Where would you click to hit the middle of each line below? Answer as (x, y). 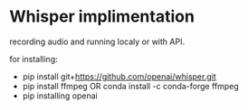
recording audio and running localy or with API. (97, 41)
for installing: (33, 59)
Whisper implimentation (102, 17)
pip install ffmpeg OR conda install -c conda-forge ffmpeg (131, 86)
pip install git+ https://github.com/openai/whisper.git (119, 76)
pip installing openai (60, 96)
